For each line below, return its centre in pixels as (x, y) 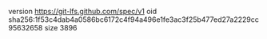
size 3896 (61, 28)
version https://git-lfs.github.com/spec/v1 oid (83, 11)
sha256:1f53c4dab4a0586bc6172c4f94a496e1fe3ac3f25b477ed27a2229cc (134, 19)
